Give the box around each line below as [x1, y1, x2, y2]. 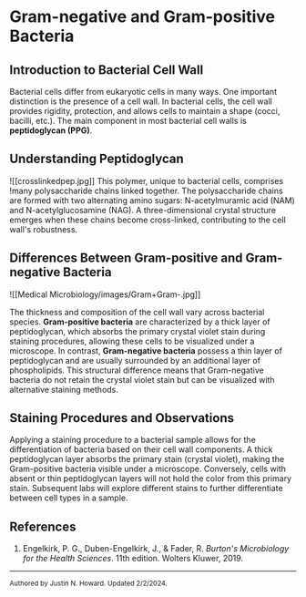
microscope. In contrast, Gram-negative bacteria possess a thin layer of [9, 345, 282, 356]
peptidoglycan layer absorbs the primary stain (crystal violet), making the [9, 454, 285, 465]
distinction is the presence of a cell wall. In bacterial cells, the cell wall [9, 96, 273, 107]
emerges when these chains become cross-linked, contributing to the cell [9, 214, 287, 225]
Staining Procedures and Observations [9, 410, 235, 426]
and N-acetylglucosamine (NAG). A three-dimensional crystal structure [9, 204, 276, 215]
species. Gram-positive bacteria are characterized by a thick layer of [9, 316, 270, 327]
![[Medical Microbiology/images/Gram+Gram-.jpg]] [9, 289, 201, 300]
